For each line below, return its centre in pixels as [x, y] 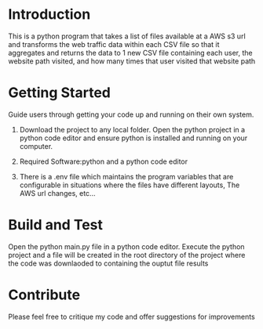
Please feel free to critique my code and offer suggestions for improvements [131, 316]
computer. [36, 146]
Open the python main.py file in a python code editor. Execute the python [126, 246]
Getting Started [60, 93]
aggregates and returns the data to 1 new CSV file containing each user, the [130, 52]
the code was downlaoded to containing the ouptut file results [108, 263]
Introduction [49, 14]
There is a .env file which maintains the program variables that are [126, 176]
